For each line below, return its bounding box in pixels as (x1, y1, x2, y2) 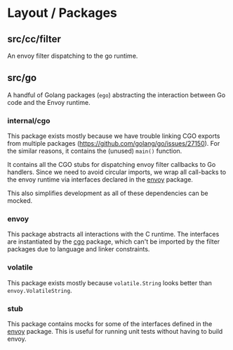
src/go (7, 72, 37, 84)
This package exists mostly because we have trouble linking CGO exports (7, 132, 220, 140)
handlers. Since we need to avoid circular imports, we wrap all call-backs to (7, 168, 227, 177)
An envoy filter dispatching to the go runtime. (7, 51, 138, 60)
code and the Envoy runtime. (7, 98, 91, 106)
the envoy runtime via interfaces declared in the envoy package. (7, 175, 193, 184)
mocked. (7, 196, 33, 205)
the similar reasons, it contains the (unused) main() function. (7, 146, 182, 156)
